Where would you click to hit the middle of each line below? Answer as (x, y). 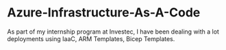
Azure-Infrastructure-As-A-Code (104, 13)
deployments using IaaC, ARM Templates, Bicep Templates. (91, 38)
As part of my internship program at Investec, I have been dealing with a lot (113, 32)
